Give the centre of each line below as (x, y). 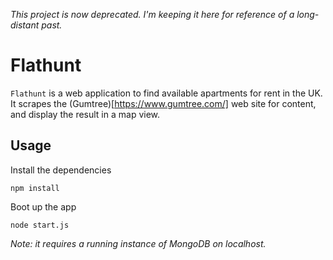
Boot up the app (43, 206)
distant (25, 25)
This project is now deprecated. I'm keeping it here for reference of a (152, 14)
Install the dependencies (61, 170)
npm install (35, 188)
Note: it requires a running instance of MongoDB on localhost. (138, 243)
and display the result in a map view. (85, 114)
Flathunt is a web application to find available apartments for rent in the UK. (166, 93)
